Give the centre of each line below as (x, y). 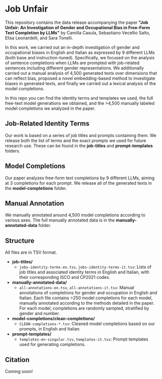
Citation (17, 360)
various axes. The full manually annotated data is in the (60, 220)
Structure (20, 241)
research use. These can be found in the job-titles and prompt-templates (79, 146)
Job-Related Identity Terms (47, 124)
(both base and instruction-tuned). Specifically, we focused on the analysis (80, 57)
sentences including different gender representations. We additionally (74, 68)
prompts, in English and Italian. (50, 329)
